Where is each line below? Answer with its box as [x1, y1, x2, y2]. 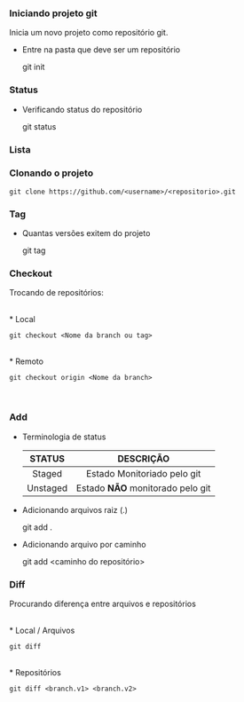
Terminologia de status [21, 431, 106, 442]
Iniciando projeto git [9, 7, 98, 20]
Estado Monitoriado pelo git [85, 467, 201, 479]
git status [21, 121, 57, 131]
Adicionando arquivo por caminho [21, 539, 146, 549]
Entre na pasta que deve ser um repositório [21, 44, 181, 55]
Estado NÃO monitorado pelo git [75, 482, 211, 494]
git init [21, 61, 45, 73]
